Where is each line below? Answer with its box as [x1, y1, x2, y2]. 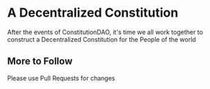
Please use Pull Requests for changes [7, 74, 115, 82]
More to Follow [7, 56, 73, 67]
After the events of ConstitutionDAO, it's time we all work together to [7, 28, 204, 36]
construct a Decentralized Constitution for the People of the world [7, 35, 196, 43]
